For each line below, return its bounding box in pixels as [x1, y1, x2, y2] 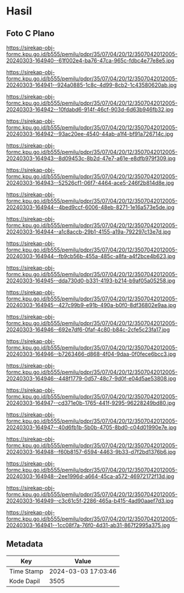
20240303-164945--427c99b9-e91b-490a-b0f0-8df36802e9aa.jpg [6, 302, 176, 308]
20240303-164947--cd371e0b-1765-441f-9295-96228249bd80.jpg [6, 399, 176, 406]
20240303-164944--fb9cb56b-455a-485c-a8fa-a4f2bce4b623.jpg [6, 253, 176, 259]
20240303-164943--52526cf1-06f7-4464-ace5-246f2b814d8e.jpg [6, 179, 174, 186]
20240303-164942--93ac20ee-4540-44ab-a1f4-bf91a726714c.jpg [6, 131, 173, 137]
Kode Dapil [9, 577, 40, 585]
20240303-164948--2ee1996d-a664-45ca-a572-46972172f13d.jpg [6, 473, 174, 480]
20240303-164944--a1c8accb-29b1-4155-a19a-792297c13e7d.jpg [6, 228, 171, 235]
